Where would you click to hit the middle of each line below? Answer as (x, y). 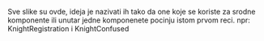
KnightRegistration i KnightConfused (68, 29)
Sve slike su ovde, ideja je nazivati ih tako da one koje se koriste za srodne (132, 12)
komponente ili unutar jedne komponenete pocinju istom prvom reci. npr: (129, 20)
